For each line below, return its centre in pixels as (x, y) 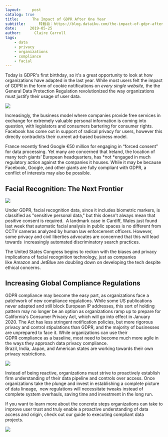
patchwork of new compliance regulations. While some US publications (79, 300)
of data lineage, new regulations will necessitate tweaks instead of (74, 388)
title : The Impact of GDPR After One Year (56, 19)
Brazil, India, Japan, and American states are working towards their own (79, 348)
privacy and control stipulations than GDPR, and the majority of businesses (82, 327)
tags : (11, 38)
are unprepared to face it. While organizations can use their (66, 332)
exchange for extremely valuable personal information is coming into (76, 121)
